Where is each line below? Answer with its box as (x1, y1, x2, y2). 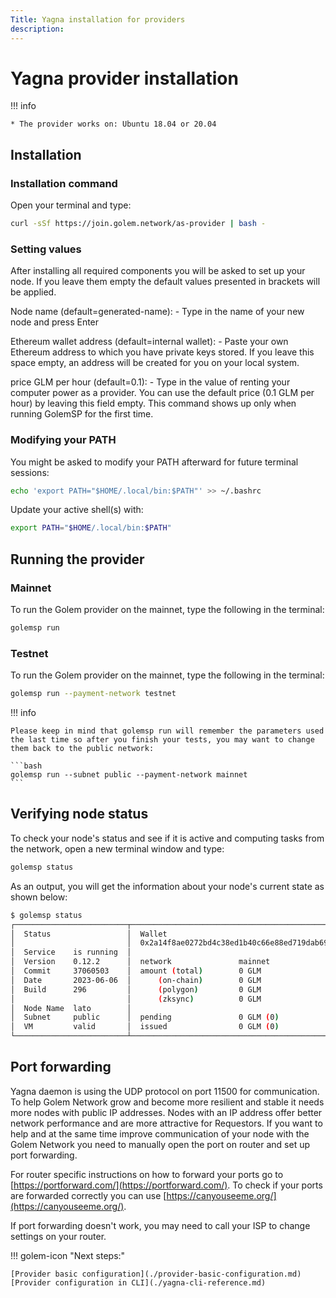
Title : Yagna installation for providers (10, 14, 186, 25)
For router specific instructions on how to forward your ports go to (10, 1168, 284, 1180)
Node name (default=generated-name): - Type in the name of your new (10, 306, 305, 318)
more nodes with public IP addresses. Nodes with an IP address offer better (10, 1106, 323, 1118)
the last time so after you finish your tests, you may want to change (10, 735, 315, 745)
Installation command (10, 176, 118, 190)
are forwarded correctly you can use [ (10, 1189, 167, 1201)
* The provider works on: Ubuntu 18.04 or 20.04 (10, 119, 217, 130)
